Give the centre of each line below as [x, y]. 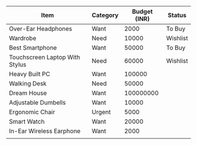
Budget [142, 11]
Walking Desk [28, 83]
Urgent [101, 112]
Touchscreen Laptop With [45, 57]
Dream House [28, 93]
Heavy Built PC [30, 74]
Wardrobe [23, 38]
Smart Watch [27, 121]
